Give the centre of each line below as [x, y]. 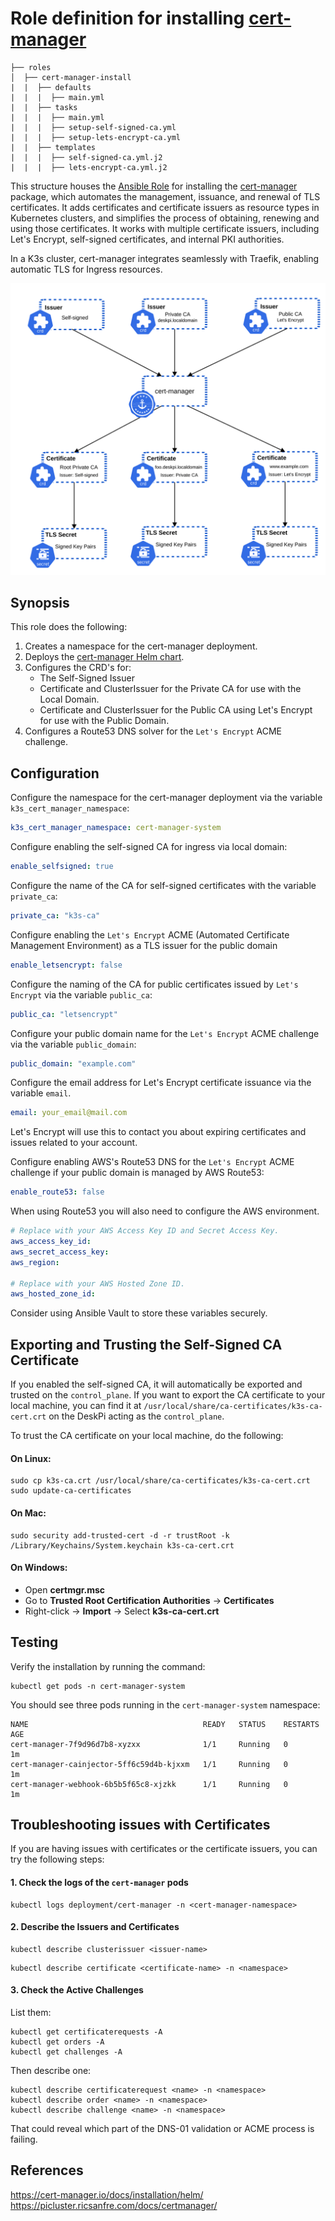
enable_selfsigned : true [62, 867]
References [47, 2170]
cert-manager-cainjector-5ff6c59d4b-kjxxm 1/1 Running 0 [149, 1764]
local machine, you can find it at [76, 1406]
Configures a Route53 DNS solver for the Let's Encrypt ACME [153, 731]
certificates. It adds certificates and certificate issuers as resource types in [165, 207]
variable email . [41, 1093]
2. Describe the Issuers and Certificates [95, 1927]
